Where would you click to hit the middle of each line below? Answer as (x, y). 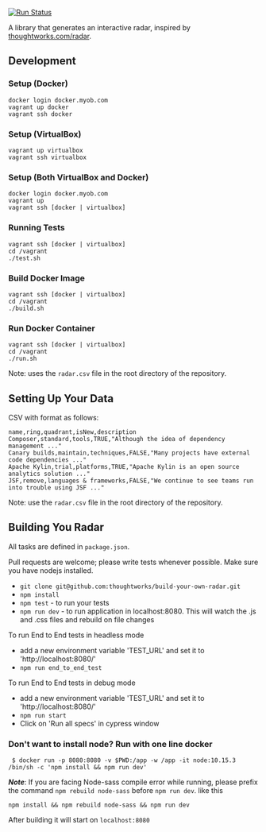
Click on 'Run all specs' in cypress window (89, 723)
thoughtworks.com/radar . (50, 36)
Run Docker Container (52, 328)
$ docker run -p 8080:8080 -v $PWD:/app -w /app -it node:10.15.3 (124, 760)
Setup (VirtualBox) (45, 134)
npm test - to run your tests (64, 602)
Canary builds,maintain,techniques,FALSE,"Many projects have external (129, 453)
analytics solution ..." (49, 474)
